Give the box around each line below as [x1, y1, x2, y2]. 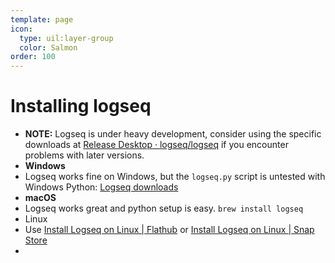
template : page [10, 14, 74, 25]
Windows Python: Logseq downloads [24, 181, 179, 193]
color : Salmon [19, 42, 78, 53]
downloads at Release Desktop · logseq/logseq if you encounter [24, 139, 289, 151]
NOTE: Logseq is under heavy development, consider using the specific [24, 128, 322, 140]
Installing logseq [10, 95, 152, 118]
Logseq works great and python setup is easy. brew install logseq [24, 202, 304, 215]
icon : [10, 24, 33, 34]
